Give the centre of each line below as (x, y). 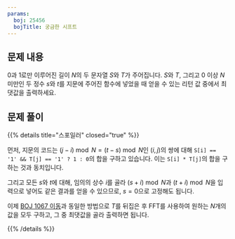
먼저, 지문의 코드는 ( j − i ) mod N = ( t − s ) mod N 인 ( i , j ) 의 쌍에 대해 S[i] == (112, 150)
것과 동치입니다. (42, 168)
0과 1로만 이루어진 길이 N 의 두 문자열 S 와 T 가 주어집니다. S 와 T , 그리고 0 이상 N (116, 75)
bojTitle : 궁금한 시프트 (45, 27)
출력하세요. (41, 93)
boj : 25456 (29, 20)
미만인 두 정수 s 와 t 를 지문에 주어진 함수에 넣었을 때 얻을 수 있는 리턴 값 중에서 (113, 84)
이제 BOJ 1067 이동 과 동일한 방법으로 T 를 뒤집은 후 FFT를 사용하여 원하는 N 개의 (117, 206)
